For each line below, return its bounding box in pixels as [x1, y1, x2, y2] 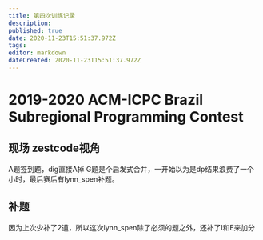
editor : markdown [8, 49, 66, 57]
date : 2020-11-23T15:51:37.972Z [8, 34, 116, 42]
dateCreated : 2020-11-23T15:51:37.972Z [8, 57, 141, 65]
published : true [8, 26, 62, 34]
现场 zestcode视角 [8, 142, 101, 155]
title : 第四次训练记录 [8, 11, 76, 20]
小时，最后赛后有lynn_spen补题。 [8, 174, 119, 184]
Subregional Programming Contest [8, 108, 244, 126]
